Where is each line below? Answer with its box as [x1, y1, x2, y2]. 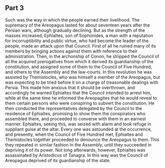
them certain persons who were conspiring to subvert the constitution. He [5, 100, 155, 106]
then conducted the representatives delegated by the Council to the [5, 105, 142, 111]
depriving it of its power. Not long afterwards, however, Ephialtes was [5, 147, 146, 153]
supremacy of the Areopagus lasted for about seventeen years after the [5, 22, 150, 28]
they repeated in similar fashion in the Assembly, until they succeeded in [5, 142, 152, 147]
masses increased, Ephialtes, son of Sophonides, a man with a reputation [5, 32, 154, 38]
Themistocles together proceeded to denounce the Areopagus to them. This [5, 137, 160, 143]
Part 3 [5, 4, 24, 12]
